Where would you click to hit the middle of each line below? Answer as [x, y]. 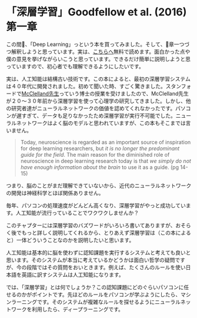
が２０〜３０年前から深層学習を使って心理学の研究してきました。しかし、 [96, 101]
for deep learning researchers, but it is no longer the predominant [100, 148]
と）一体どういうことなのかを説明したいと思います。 [70, 240]
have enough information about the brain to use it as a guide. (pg [100, 167]
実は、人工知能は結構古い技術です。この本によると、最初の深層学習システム [98, 79]
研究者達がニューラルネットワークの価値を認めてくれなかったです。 [93, 108]
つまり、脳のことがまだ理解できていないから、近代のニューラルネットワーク [99, 185]
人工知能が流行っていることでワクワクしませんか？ [77, 213]
